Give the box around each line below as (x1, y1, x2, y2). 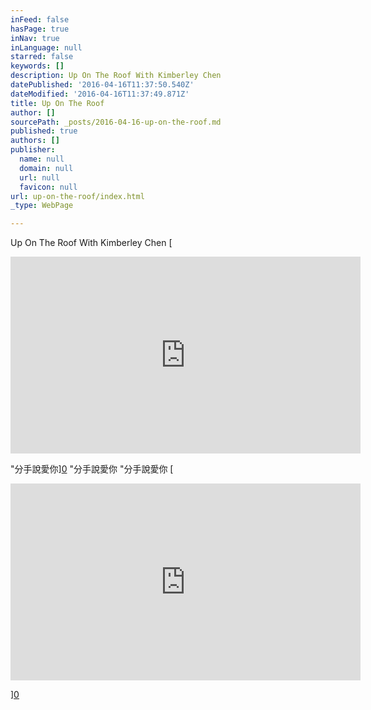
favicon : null (19, 182, 78, 192)
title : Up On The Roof (10, 98, 105, 108)
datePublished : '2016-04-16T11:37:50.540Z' (10, 80, 195, 90)
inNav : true (10, 33, 60, 43)
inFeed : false (10, 14, 70, 25)
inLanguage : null (10, 42, 83, 53)
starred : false (10, 52, 74, 62)
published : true (10, 126, 78, 136)
